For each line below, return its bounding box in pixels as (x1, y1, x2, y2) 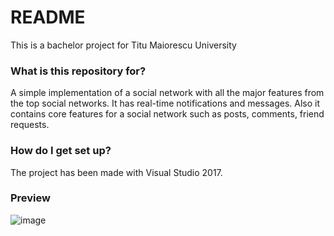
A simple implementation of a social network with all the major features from (10, 87, 325, 99)
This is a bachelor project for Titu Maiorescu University (10, 39, 237, 51)
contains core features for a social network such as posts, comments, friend (10, 108, 325, 120)
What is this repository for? (10, 64, 147, 78)
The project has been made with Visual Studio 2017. (10, 166, 223, 178)
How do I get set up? (10, 144, 112, 158)
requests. (10, 119, 50, 131)
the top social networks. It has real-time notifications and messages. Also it (10, 97, 321, 110)
